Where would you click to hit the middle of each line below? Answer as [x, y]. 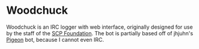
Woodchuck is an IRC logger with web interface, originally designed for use [100, 27]
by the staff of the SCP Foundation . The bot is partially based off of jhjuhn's [100, 33]
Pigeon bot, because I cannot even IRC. [55, 39]
